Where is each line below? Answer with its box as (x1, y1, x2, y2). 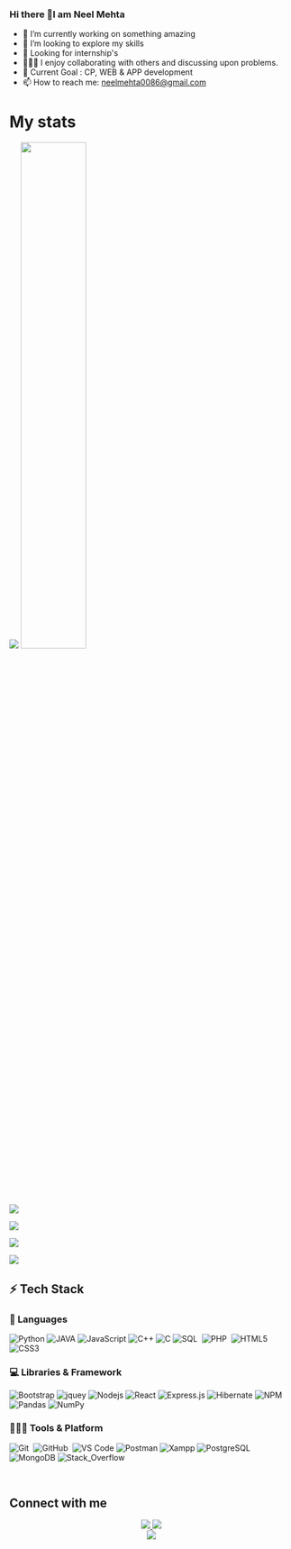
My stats (9, 112, 77, 132)
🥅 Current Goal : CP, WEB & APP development (22, 67, 194, 77)
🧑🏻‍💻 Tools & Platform (9, 1422, 104, 1435)
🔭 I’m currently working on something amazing (22, 29, 196, 40)
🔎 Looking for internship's (22, 48, 119, 59)
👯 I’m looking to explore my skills (22, 38, 144, 49)
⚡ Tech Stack (9, 1281, 85, 1297)
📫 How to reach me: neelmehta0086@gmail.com (22, 77, 207, 88)
